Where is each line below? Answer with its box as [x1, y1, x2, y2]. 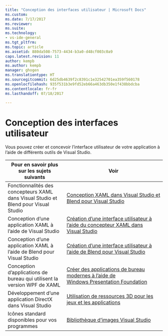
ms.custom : [5, 12, 28, 17]
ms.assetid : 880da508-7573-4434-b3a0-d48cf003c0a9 [5, 49, 113, 54]
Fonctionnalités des [7, 182, 54, 189]
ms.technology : [5, 30, 37, 35]
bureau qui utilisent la [7, 275, 58, 282]
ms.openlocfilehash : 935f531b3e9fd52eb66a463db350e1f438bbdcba [5, 81, 140, 86]
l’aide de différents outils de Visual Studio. [5, 149, 91, 155]
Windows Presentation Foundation [66, 278, 147, 285]
